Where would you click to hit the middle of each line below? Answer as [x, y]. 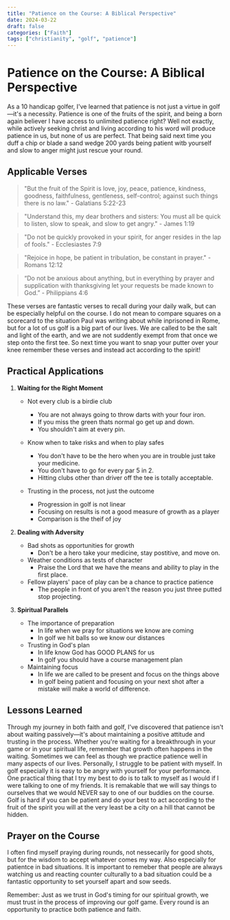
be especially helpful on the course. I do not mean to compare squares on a [114, 313]
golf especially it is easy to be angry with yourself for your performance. [109, 770]
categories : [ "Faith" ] [39, 33]
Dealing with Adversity [50, 532]
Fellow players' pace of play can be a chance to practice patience [120, 582]
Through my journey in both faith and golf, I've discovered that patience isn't [115, 727]
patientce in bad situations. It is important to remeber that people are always [115, 867]
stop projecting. [60, 596]
